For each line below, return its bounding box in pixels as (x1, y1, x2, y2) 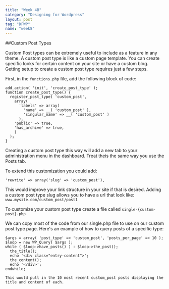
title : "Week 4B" (5, 7, 42, 13)
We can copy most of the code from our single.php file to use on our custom (5, 220, 164, 226)
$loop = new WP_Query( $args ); (5, 240, 73, 245)
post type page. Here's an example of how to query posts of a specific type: (5, 226, 164, 232)
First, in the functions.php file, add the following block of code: (5, 76, 136, 82)
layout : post (5, 17, 33, 22)
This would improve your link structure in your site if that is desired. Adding (5, 186, 161, 192)
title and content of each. (5, 280, 65, 285)
